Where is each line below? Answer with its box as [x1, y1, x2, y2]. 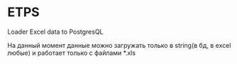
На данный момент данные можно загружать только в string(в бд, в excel [7, 41, 231, 49]
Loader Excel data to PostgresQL [7, 27, 104, 36]
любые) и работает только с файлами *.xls [7, 49, 136, 57]
